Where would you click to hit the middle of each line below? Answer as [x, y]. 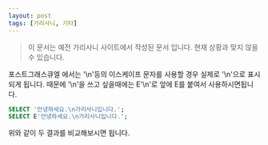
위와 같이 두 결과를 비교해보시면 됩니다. [69, 133]
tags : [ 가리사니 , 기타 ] [43, 23]
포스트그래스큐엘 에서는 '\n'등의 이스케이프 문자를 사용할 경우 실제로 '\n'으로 [127, 74]
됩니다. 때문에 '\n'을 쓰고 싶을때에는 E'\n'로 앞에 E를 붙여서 [114, 84]
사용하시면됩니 [231, 84]
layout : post [30, 16]
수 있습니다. [46, 57]
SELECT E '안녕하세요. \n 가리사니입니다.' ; [68, 117]
